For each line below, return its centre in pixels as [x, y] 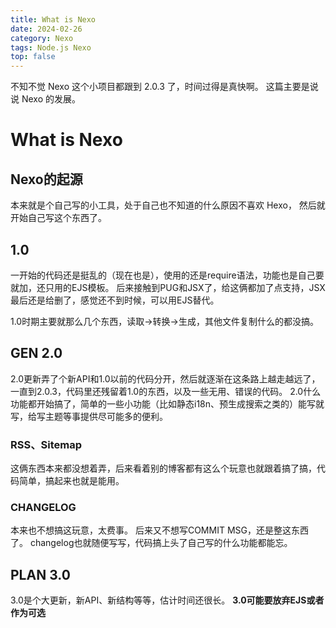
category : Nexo [42, 38]
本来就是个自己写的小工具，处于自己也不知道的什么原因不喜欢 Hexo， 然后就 [168, 205]
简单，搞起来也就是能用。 [71, 481]
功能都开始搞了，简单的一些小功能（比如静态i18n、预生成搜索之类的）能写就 [167, 403]
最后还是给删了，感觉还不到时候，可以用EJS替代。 [115, 300]
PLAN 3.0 [40, 574]
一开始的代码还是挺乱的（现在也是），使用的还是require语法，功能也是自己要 [167, 275]
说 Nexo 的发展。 [45, 99]
